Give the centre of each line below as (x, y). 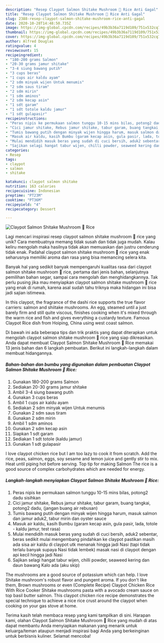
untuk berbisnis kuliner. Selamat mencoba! (48, 636)
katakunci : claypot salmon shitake (42, 182)
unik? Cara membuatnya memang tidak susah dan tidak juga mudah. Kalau (80, 242)
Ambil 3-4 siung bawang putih (43, 392)
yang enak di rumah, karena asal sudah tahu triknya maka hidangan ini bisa (81, 288)
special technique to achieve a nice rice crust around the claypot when (76, 601)
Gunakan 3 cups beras (35, 397)
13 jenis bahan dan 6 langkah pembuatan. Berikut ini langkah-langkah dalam (82, 348)
